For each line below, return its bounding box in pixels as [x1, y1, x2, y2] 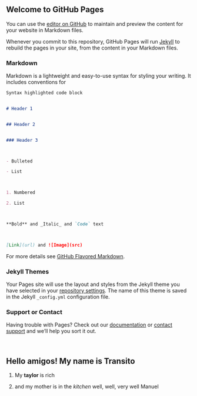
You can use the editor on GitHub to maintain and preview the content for [6, 20, 183, 27]
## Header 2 [6, 121, 35, 127]
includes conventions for [6, 79, 66, 86]
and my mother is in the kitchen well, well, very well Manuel [14, 383, 159, 390]
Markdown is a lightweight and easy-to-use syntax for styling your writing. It [6, 72, 191, 79]
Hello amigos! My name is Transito [6, 356, 135, 366]
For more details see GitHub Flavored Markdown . [6, 252, 125, 259]
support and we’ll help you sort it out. [6, 328, 96, 335]
